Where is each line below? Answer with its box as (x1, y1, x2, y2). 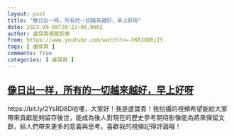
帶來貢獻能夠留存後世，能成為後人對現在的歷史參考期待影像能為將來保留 (7, 113, 218, 121)
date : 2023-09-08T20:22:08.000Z (7, 23, 103, 30)
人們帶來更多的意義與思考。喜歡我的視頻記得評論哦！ (26, 121, 182, 131)
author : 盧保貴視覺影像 (7, 30, 70, 37)
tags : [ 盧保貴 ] (7, 43, 55, 50)
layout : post (7, 10, 46, 18)
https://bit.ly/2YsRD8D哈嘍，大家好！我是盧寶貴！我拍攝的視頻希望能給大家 (7, 104, 228, 113)
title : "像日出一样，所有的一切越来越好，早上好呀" (7, 17, 142, 24)
